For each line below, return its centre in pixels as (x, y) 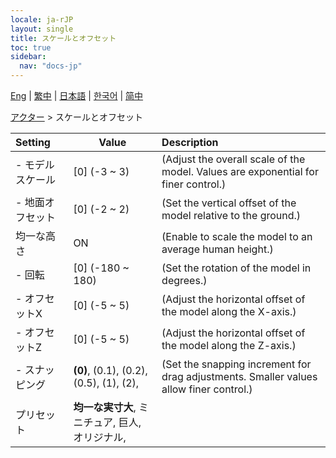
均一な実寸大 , (105, 407)
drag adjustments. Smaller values (239, 376)
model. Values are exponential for (240, 171)
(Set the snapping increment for (236, 364)
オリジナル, (100, 437)
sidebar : (28, 57)
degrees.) (184, 280)
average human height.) (217, 249)
